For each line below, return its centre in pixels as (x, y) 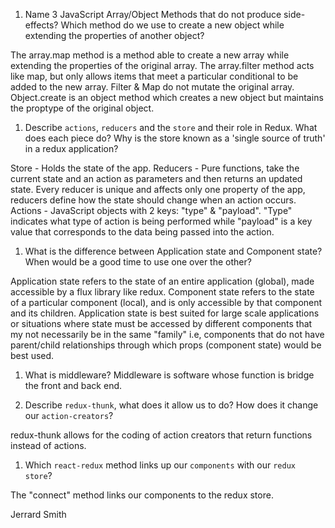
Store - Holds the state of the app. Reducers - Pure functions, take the (155, 168)
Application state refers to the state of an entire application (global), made (162, 281)
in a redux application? (71, 148)
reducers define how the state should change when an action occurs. (153, 200)
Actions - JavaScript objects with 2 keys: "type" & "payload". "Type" (151, 210)
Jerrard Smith (38, 514)
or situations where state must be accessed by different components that (161, 323)
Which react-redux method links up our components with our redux (160, 465)
